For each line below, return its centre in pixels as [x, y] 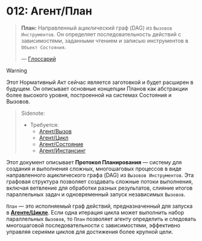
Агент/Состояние [61, 144]
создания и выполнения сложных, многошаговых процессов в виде [94, 169]
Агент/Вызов [55, 131]
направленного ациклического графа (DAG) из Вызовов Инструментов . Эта [100, 175]
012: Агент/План [49, 11]
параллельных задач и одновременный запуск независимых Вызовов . [96, 194]
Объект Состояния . [43, 47]
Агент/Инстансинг [62, 150]
